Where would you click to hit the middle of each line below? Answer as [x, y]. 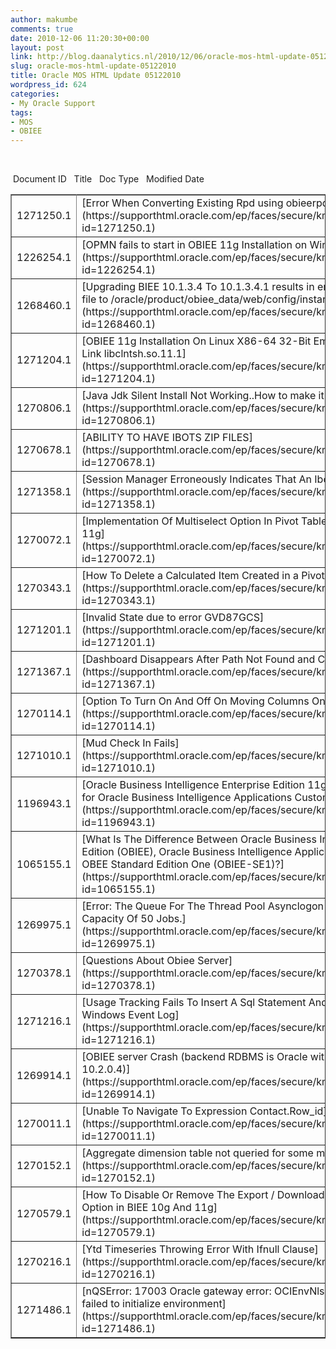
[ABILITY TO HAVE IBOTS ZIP [150, 438]
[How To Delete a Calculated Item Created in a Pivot [203, 576]
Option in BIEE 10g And [136, 1208]
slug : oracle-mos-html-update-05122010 [93, 66]
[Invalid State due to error [141, 618]
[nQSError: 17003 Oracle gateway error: [176, 1291]
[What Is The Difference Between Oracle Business [199, 839]
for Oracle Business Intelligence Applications [187, 798]
